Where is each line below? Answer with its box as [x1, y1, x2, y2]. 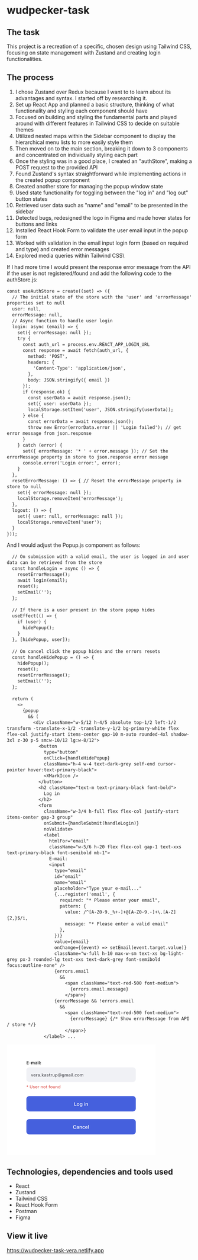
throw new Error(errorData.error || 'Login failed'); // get [28, 424, 182, 430]
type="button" [44, 749, 79, 755]
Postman [15, 1208, 37, 1215]
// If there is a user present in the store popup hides [12, 607, 155, 613]
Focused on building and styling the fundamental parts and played [15, 113, 177, 120]
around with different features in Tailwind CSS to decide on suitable [15, 120, 180, 127]
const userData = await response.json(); [28, 395, 132, 400]
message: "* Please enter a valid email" [64, 921, 168, 927]
